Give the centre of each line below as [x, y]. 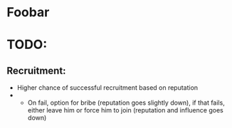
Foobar [28, 12]
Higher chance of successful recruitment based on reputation [107, 88]
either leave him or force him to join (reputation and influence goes [125, 110]
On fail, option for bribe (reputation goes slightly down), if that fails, [126, 103]
